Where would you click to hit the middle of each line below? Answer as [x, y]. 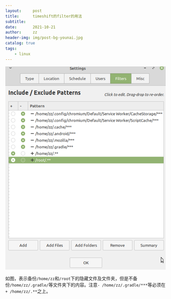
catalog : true [20, 43]
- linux [22, 54]
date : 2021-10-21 [31, 27]
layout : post [24, 11]
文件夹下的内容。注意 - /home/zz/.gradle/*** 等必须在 [109, 285]
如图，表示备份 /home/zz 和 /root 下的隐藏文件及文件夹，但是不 [69, 278]
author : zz [21, 32]
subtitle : [16, 21]
